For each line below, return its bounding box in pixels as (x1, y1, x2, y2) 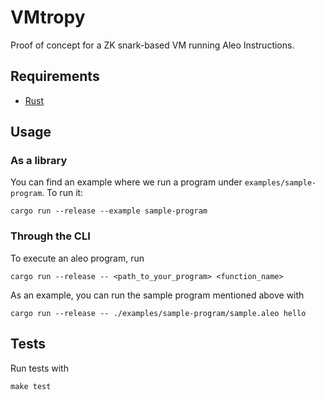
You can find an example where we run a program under (10, 176, 243, 188)
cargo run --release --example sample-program (10, 206, 208, 216)
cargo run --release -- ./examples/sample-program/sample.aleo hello (10, 308, 307, 318)
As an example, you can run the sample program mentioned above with (10, 289, 305, 301)
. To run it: (41, 187, 84, 199)
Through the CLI (10, 229, 91, 243)
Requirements (10, 68, 100, 85)
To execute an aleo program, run (10, 252, 145, 264)
